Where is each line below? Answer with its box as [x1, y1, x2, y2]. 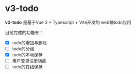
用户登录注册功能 [12, 58, 47, 64]
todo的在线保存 [12, 64, 43, 70]
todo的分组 [12, 46, 34, 51]
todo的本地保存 [12, 52, 43, 58]
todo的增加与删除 [12, 39, 47, 46]
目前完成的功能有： [5, 29, 44, 35]
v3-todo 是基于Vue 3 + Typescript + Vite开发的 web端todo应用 [5, 19, 132, 25]
